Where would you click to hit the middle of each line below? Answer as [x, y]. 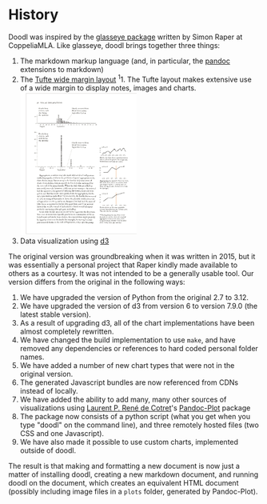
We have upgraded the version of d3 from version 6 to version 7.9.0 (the [139, 306]
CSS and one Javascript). [62, 433]
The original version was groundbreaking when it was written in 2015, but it [132, 256]
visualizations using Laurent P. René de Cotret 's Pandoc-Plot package [135, 408]
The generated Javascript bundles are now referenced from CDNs [129, 382]
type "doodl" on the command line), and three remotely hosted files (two [139, 425]
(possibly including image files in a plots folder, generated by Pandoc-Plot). [133, 491]
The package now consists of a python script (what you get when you [135, 416]
